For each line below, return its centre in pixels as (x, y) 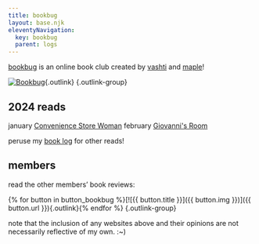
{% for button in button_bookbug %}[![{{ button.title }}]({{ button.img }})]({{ (130, 199)
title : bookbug (33, 15)
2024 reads (37, 107)
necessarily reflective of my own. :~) (67, 231)
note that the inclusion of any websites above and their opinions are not (123, 223)
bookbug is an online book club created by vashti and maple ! (106, 67)
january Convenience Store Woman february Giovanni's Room (108, 126)
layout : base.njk (36, 23)
